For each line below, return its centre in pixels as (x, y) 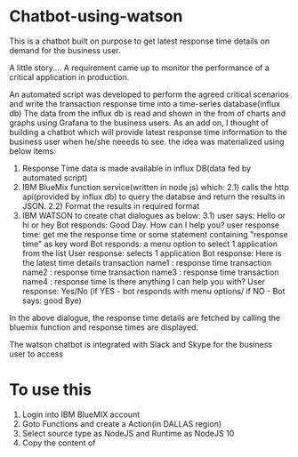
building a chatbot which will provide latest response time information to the (148, 132)
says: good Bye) (52, 301)
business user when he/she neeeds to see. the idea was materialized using (147, 141)
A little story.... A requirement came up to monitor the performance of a (139, 68)
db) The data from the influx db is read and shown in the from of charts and (148, 113)
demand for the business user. (65, 50)
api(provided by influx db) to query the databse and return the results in (153, 196)
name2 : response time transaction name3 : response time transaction (150, 272)
